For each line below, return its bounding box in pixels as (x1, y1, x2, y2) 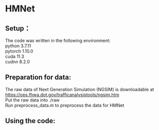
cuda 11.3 (5, 53, 24, 59)
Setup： (5, 24, 31, 32)
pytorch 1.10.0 (5, 48, 33, 54)
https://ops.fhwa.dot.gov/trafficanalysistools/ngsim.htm (5, 92, 120, 98)
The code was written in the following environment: (5, 38, 111, 43)
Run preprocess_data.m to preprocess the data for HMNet (5, 102, 125, 108)
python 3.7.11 (5, 43, 31, 49)
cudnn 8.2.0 (5, 59, 30, 65)
